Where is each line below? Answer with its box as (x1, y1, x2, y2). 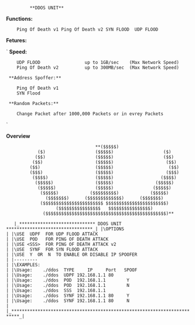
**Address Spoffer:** (8, 75, 61, 81)
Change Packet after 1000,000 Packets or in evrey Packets (16, 111, 164, 117)
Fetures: (6, 37, 28, 43)
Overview (6, 133, 30, 140)
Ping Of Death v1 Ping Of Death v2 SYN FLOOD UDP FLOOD (16, 26, 159, 32)
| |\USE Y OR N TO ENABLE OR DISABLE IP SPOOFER (6, 252, 138, 258)
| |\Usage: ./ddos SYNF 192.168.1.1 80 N (6, 298, 130, 304)
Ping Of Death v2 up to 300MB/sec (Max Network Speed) (16, 65, 180, 70)
